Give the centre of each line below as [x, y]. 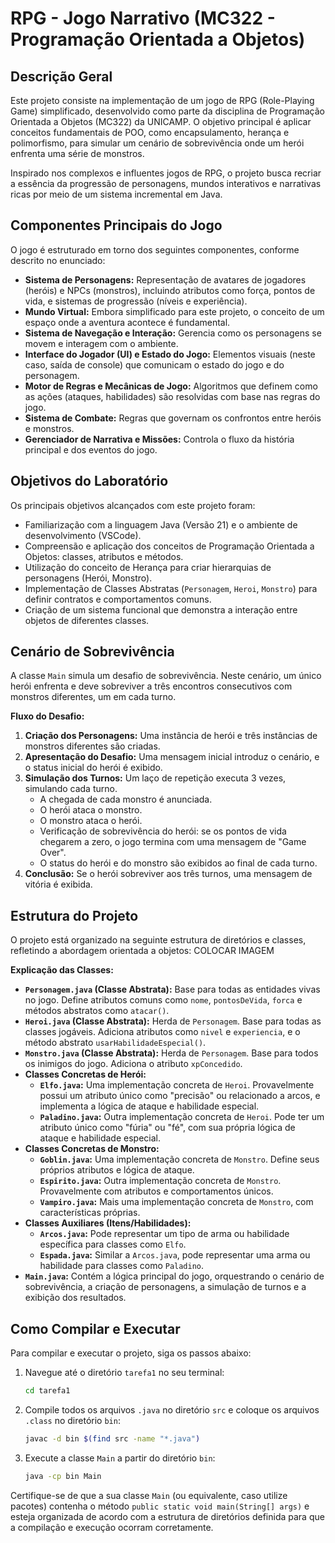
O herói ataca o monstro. [91, 810]
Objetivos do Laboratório [89, 481]
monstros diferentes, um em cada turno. [93, 697]
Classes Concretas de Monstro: [92, 1149]
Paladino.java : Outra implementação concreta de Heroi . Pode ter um [182, 1117]
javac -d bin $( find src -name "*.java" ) [112, 1438]
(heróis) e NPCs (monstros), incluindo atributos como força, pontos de [170, 290]
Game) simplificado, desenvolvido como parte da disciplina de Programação [167, 111]
